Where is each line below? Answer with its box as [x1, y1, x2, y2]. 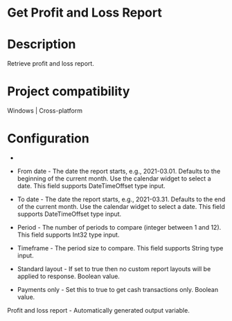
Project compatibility [7, 84, 130, 100]
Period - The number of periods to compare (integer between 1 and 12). [17, 223, 222, 231]
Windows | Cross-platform [7, 107, 83, 115]
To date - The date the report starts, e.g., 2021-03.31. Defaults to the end [17, 195, 226, 203]
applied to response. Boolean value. [17, 272, 120, 280]
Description [7, 37, 76, 53]
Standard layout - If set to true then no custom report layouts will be [17, 265, 211, 273]
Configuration [7, 131, 90, 147]
